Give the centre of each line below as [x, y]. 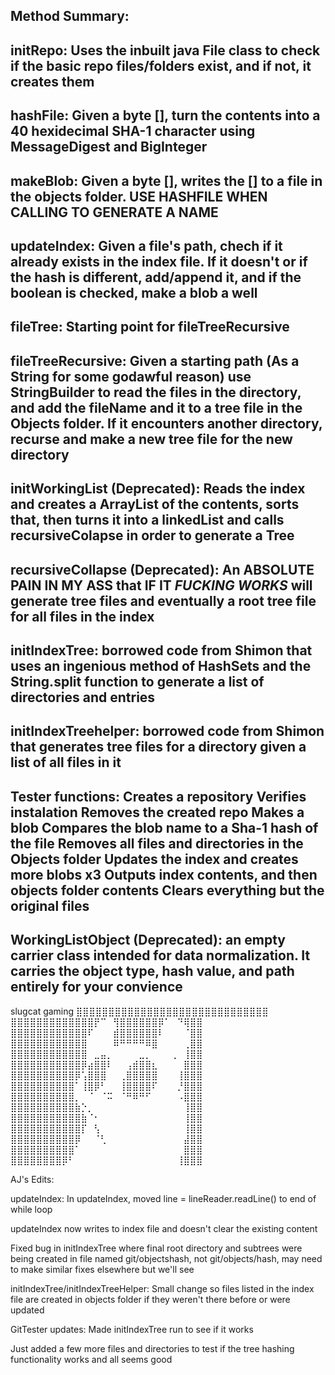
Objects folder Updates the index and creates [154, 859]
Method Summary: [70, 16]
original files [50, 905]
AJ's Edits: [32, 1179]
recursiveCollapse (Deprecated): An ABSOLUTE [162, 569]
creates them [52, 81]
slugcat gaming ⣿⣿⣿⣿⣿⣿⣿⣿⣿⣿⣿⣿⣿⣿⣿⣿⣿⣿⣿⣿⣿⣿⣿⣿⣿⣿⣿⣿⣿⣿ [139, 1011]
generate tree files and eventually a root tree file [163, 600]
